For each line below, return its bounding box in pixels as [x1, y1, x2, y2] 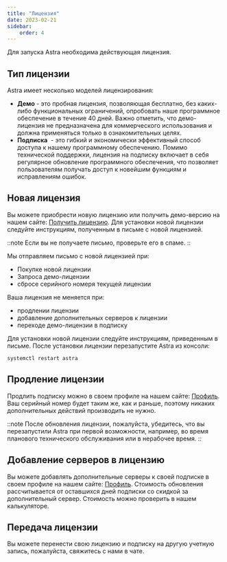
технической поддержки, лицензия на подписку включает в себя [16, 150, 209, 159]
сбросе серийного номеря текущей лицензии [16, 280, 152, 288]
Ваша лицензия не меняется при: [7, 293, 105, 301]
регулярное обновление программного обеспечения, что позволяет [16, 158, 219, 166]
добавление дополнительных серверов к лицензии [16, 313, 168, 322]
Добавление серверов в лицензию [7, 454, 165, 466]
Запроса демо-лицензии [16, 272, 90, 280]
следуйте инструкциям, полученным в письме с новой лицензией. [7, 225, 204, 234]
